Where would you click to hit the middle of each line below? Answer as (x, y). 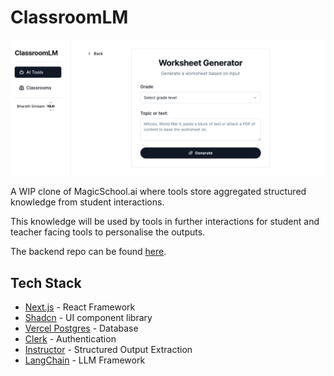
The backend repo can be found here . (88, 252)
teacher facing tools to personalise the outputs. (108, 232)
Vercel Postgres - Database (81, 328)
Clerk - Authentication (70, 339)
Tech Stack (46, 282)
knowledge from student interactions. (87, 202)
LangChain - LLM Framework (85, 360)
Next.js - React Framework (80, 307)
